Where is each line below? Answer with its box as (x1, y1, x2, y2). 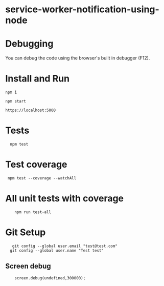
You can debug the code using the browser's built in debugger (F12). (5, 55, 150, 61)
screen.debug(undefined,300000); (14, 275, 86, 280)
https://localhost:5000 (5, 108, 56, 113)
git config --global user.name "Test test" (10, 248, 104, 253)
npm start (5, 99, 27, 104)
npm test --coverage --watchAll (7, 175, 77, 180)
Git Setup (5, 227, 46, 238)
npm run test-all (14, 209, 52, 215)
